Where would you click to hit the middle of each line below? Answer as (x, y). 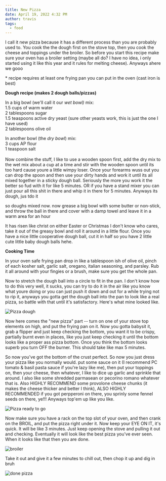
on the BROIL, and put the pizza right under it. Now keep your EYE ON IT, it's (83, 424)
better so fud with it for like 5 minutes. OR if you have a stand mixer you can (82, 186)
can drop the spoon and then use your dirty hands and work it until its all (79, 175)
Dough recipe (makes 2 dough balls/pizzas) (51, 93)
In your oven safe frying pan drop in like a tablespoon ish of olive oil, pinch (81, 261)
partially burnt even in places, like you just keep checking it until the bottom (82, 337)
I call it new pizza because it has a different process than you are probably (81, 42)
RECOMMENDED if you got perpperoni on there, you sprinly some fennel (79, 394)
